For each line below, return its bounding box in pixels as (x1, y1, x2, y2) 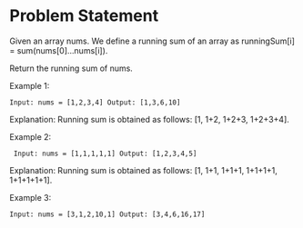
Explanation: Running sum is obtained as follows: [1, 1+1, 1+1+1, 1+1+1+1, (9, 164, 278, 175)
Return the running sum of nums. (9, 63, 134, 74)
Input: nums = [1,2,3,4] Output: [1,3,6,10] (9, 97, 181, 107)
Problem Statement (9, 5, 159, 26)
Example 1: (9, 80, 50, 91)
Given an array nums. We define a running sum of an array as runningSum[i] (9, 35, 296, 46)
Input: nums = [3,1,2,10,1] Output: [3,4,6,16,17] (9, 210, 206, 219)
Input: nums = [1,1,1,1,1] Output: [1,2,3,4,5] (13, 149, 197, 158)
